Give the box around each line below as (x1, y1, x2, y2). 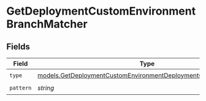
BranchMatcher (6, 17, 88, 31)
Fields (6, 41, 31, 52)
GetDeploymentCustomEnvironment (6, 4, 196, 18)
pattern (9, 84, 32, 91)
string (37, 83, 55, 92)
